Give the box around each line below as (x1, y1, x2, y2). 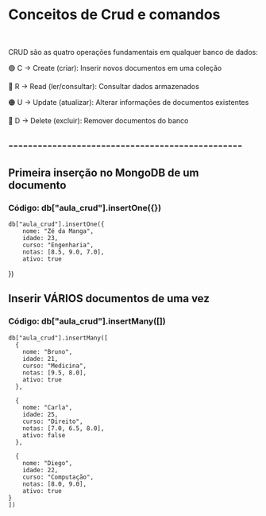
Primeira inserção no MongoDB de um (8, 165, 199, 180)
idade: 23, (22, 235, 59, 242)
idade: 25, (22, 410, 59, 418)
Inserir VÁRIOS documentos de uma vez (8, 292, 210, 305)
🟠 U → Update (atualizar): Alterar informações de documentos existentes (8, 97, 249, 107)
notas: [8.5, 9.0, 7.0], (22, 248, 105, 256)
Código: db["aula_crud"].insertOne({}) (8, 202, 161, 213)
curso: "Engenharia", (22, 241, 94, 250)
